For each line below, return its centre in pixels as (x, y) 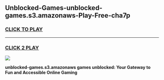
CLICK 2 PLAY (22, 48)
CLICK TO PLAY (24, 30)
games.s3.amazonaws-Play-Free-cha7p (68, 16)
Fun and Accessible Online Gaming (41, 72)
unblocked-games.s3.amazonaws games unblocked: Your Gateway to (78, 67)
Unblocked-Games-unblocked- (54, 8)
